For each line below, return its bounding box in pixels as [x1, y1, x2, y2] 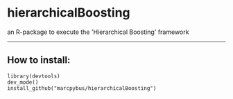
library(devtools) [7, 73, 60, 80]
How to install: [7, 54, 71, 66]
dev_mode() [7, 78, 39, 86]
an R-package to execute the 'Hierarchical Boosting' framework [7, 28, 189, 36]
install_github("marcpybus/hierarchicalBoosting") [7, 84, 157, 91]
